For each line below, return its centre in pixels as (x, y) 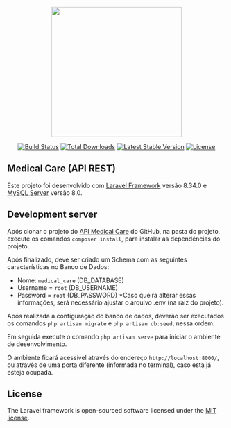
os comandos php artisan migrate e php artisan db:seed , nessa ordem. (111, 323)
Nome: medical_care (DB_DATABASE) (71, 280)
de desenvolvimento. (37, 344)
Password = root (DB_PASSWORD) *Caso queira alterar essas (106, 295)
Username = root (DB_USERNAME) (67, 287)
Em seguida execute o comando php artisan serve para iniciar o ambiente (114, 336)
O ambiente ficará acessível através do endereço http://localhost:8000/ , (113, 357)
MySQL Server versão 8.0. (45, 192)
